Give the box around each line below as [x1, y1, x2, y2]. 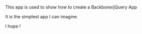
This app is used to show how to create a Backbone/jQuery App [5, 4, 137, 10]
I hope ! [5, 23, 21, 29]
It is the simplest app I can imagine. [5, 14, 79, 19]
